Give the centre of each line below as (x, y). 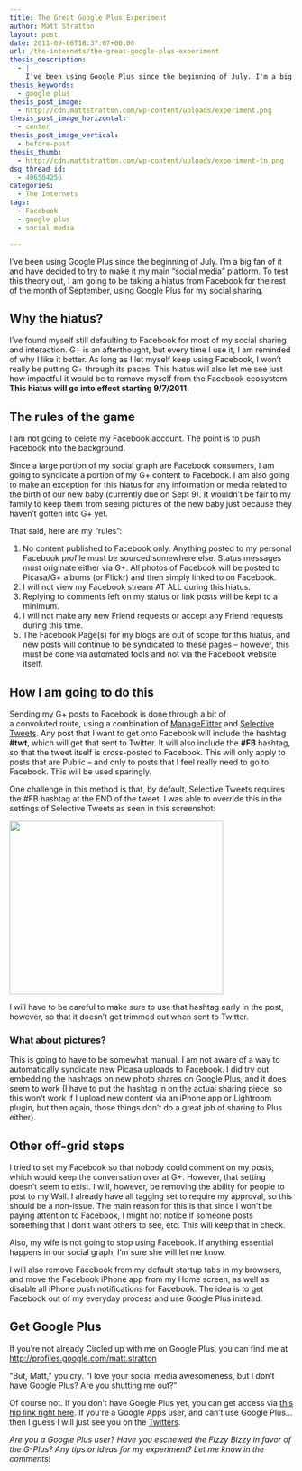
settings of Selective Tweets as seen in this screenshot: (113, 808)
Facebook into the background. (68, 448)
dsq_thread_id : (38, 169)
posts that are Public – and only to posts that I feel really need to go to (139, 762)
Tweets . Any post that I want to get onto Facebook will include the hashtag (148, 733)
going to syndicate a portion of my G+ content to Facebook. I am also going (150, 475)
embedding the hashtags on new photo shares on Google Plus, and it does (148, 1079)
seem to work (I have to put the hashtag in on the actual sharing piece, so (146, 1089)
